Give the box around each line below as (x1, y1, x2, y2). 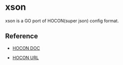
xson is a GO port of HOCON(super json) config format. (5, 18, 119, 24)
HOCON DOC (12, 45, 40, 51)
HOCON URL (12, 55, 39, 61)
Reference (5, 32, 38, 40)
